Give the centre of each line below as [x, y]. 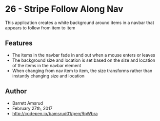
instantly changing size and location [48, 76]
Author [16, 91]
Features [19, 43]
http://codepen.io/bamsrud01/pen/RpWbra [55, 113]
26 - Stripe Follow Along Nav [64, 9]
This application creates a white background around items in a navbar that [80, 23]
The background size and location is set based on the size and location [84, 60]
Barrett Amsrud [28, 103]
